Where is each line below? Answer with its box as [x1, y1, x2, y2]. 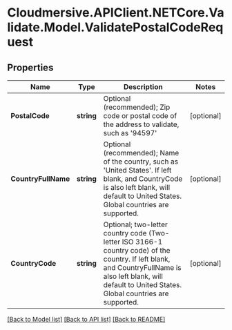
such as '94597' [103, 128, 157, 137]
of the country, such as [103, 157, 178, 166]
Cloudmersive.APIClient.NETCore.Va [7, 5, 224, 21]
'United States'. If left [103, 166, 172, 175]
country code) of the [103, 246, 171, 255]
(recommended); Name [103, 148, 180, 157]
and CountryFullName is [103, 263, 182, 272]
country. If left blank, [103, 254, 171, 264]
